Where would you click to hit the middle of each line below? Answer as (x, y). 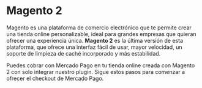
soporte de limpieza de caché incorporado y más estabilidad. (84, 53)
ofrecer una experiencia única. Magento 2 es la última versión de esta (95, 40)
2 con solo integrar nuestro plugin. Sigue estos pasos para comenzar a (96, 71)
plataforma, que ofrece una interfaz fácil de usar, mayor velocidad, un (94, 47)
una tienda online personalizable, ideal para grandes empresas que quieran (102, 34)
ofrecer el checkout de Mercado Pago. (55, 78)
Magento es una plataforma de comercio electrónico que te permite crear (99, 28)
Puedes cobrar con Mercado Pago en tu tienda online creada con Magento (101, 65)
